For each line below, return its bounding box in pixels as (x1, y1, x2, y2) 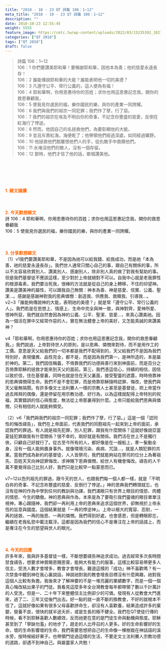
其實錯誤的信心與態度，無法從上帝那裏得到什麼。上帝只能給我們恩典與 (13, 397, 157, 403)
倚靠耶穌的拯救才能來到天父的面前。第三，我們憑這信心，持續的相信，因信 (9, 366, 161, 372)
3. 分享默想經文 (5, 250, 37, 256)
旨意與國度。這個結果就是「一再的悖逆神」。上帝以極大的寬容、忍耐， (13, 506, 155, 512)
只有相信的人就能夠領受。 (13, 403, 66, 409)
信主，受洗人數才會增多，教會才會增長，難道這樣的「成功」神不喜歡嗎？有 (5, 565, 157, 571)
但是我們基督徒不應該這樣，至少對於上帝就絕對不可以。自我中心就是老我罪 (5, 275, 157, 281)
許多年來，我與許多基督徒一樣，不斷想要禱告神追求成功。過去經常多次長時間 (5, 553, 161, 559)
